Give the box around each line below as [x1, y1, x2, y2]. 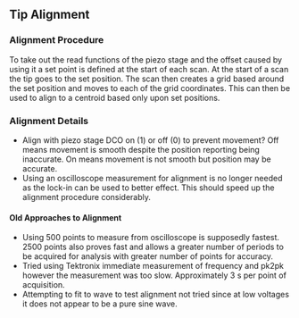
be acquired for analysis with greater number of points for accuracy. [21, 251, 274, 262]
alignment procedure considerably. [21, 191, 152, 202]
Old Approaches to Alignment [9, 212, 122, 222]
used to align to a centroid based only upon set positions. [9, 92, 220, 103]
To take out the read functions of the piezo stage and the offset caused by [9, 54, 283, 65]
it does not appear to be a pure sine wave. [21, 298, 179, 309]
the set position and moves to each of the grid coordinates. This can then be [9, 82, 291, 93]
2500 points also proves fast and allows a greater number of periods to [21, 241, 284, 253]
